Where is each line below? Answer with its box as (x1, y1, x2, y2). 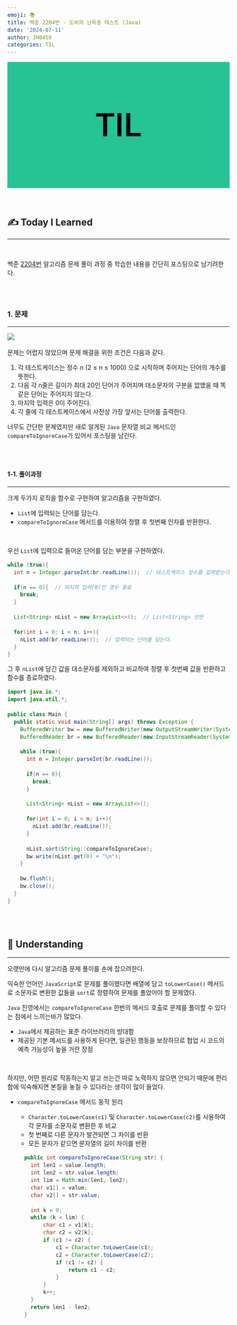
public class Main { (7, 711, 68, 718)
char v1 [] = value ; (30, 1184, 88, 1191)
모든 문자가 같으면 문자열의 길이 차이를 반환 (28, 1140, 147, 1148)
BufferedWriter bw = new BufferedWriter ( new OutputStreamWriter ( (20, 725, 217, 733)
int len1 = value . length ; (30, 1161, 107, 1169)
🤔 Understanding (7, 939, 83, 951)
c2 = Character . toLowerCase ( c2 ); (55, 1251, 154, 1258)
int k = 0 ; (30, 1207, 63, 1214)
